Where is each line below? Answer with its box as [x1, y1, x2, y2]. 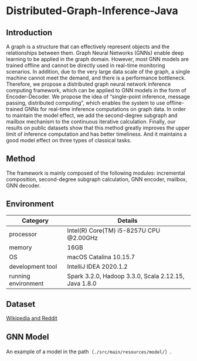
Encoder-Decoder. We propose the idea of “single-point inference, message [6, 93, 191, 100]
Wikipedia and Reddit [6, 315, 57, 322]
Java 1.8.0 [67, 279, 97, 288]
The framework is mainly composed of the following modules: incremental [6, 169, 186, 176]
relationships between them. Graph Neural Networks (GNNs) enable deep [6, 49, 184, 56]
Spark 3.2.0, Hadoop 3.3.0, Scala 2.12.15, [67, 272, 185, 280]
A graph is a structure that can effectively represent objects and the [6, 43, 170, 50]
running [9, 272, 30, 280]
